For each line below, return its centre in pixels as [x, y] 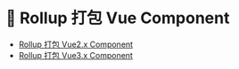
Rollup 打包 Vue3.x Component [75, 55]
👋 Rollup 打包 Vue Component [118, 18]
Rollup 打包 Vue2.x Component [75, 44]
